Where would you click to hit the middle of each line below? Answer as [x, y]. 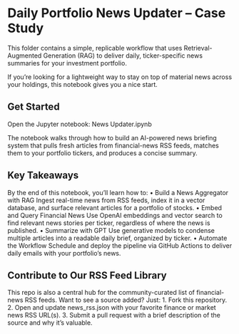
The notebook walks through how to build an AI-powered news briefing [112, 137]
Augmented [25, 56]
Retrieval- [198, 48]
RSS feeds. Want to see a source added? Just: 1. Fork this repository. [126, 300]
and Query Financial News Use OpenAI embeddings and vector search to [115, 215]
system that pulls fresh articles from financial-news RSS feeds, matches [113, 145]
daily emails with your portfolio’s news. [64, 253]
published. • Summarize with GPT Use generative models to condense [111, 230]
